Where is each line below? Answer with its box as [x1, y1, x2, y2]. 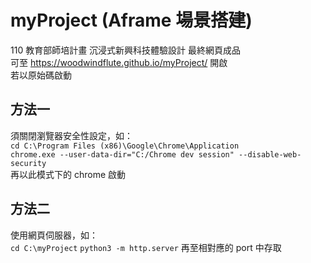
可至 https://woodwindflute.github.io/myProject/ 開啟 [10, 56, 228, 68]
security [10, 158, 47, 168]
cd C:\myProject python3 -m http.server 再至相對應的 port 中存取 [10, 241, 282, 253]
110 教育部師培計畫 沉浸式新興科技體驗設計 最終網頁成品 [10, 44, 242, 56]
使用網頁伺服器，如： [10, 229, 98, 241]
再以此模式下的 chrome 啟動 [10, 168, 127, 180]
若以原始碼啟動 [10, 69, 72, 81]
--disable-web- [238, 149, 302, 160]
